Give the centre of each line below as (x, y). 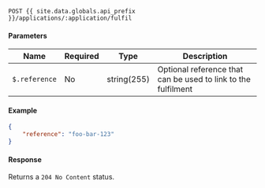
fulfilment (175, 89)
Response (25, 159)
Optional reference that (200, 69)
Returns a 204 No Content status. (62, 177)
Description (205, 57)
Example (23, 110)
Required (82, 57)
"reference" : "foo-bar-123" (68, 135)
